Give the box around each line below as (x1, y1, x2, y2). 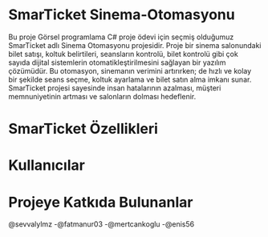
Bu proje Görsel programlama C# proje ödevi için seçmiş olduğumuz (8, 32, 234, 42)
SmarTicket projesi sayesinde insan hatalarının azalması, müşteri (8, 82, 221, 93)
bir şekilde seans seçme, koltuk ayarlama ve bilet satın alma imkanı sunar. (8, 74, 252, 84)
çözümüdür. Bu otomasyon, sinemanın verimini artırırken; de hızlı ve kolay (8, 66, 252, 75)
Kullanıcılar (8, 156, 86, 175)
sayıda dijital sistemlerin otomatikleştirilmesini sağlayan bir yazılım (8, 58, 226, 67)
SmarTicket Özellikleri (8, 120, 159, 138)
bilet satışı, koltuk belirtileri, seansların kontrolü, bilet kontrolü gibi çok (8, 49, 238, 58)
